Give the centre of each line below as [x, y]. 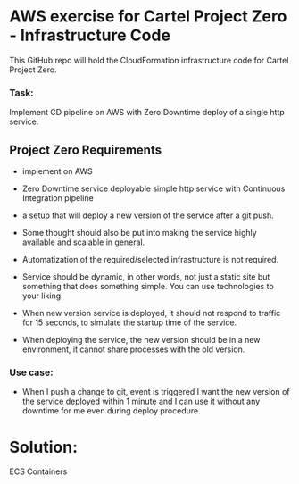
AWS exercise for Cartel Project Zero [148, 17]
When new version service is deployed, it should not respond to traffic [151, 313]
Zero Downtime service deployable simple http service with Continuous [154, 188]
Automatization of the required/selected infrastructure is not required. [150, 260]
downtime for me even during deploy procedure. [111, 411]
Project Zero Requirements [86, 150]
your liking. [43, 296]
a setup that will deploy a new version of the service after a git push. [148, 215]
